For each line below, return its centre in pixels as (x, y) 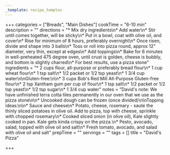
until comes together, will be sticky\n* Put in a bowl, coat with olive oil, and (83, 35)
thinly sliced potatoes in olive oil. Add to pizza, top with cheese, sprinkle (81, 111)
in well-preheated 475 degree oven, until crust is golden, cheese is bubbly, (83, 57)
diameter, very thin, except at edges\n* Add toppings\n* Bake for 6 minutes (84, 51)
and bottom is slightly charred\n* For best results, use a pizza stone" (77, 62)
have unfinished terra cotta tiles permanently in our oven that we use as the (84, 95)
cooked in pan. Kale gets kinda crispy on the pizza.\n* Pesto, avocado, (79, 121)
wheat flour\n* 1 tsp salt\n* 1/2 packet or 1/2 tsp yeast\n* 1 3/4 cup (75, 73)
